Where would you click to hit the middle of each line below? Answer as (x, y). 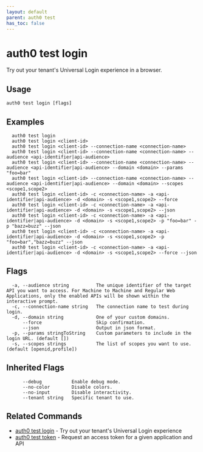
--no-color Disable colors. (67, 387)
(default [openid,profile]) (42, 349)
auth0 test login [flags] (39, 103)
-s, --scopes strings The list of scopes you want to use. (101, 344)
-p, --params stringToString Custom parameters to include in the (101, 333)
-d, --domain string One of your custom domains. (91, 317)
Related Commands (44, 416)
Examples (25, 122)
